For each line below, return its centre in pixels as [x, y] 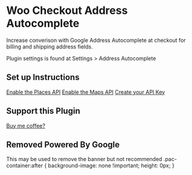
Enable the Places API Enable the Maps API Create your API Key [86, 92]
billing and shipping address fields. [50, 47]
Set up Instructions [43, 77]
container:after [25, 166]
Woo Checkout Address [67, 11]
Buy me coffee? [26, 125]
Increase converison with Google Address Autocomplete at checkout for [96, 40]
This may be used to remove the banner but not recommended [84, 159]
